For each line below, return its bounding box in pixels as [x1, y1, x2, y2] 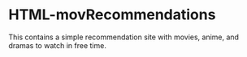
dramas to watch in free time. [8, 40, 107, 50]
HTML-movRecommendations [8, 6, 216, 24]
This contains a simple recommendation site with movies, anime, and [8, 32, 240, 42]
